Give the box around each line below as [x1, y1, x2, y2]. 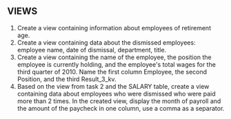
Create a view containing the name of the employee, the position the [17, 53, 212, 61]
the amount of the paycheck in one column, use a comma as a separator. [17, 104, 225, 112]
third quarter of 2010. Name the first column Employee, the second [17, 67, 208, 76]
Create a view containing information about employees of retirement [17, 23, 212, 32]
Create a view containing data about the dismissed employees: [17, 38, 196, 47]
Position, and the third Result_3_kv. [17, 75, 117, 83]
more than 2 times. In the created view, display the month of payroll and [17, 96, 221, 105]
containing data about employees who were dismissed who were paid [17, 89, 216, 98]
